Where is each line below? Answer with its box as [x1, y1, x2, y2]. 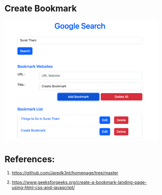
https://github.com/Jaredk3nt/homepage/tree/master [11, 170, 119, 176]
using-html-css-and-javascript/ [11, 185, 75, 191]
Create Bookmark [4, 3, 77, 14]
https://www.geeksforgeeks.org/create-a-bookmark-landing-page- [11, 179, 147, 185]
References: [4, 154, 55, 165]
